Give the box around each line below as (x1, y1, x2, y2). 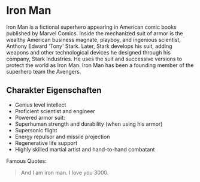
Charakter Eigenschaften (6, 85, 102, 96)
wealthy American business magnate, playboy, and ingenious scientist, (6, 36, 181, 43)
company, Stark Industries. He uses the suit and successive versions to (6, 55, 183, 62)
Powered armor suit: (14, 114, 65, 121)
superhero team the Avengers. (6, 68, 81, 75)
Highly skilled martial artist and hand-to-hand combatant (14, 145, 155, 153)
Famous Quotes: (6, 157, 47, 165)
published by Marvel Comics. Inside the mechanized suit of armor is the (6, 29, 184, 37)
